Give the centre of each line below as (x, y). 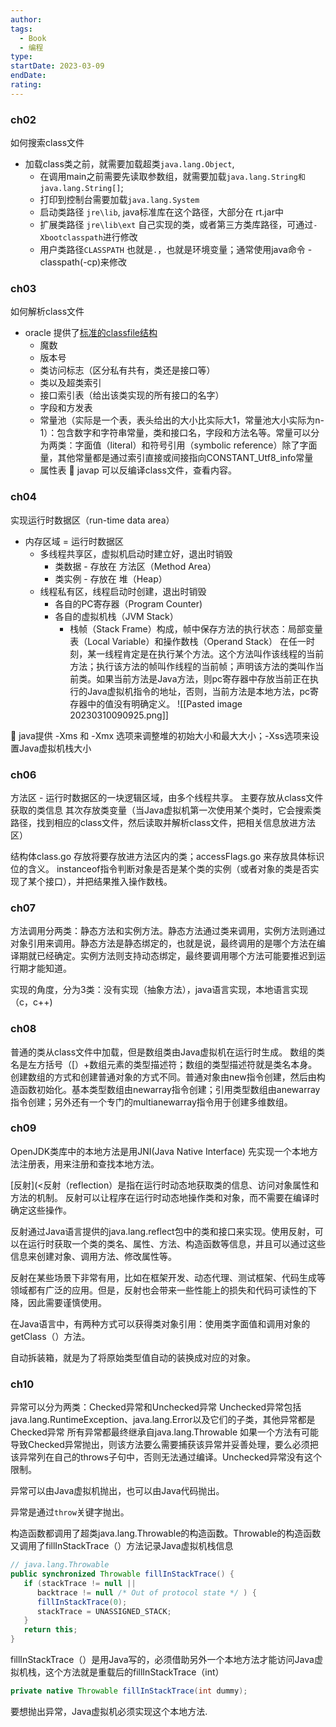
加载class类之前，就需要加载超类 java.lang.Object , (129, 164)
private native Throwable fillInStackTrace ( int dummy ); (129, 1691)
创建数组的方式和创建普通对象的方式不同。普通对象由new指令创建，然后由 (163, 1077)
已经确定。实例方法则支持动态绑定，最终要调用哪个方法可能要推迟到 (176, 956)
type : (21, 57)
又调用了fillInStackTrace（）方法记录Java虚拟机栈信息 (122, 1546)
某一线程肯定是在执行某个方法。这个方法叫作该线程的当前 (206, 653)
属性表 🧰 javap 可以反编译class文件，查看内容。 (138, 470)
